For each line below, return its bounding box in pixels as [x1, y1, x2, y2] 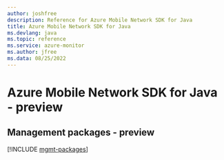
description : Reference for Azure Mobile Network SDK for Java [7, 17, 193, 23]
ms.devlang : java [7, 29, 57, 37]
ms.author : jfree [7, 49, 57, 56]
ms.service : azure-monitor [7, 42, 85, 49]
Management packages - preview [7, 127, 155, 139]
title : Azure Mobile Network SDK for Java [7, 23, 131, 30]
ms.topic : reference [7, 36, 67, 43]
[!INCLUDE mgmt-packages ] [7, 145, 88, 153]
